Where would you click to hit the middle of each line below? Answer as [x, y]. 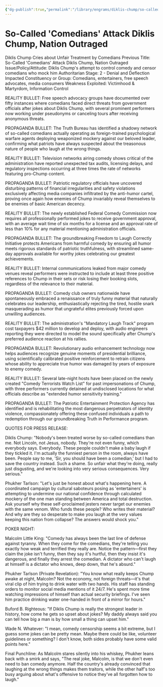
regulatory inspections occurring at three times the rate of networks [73, 168]
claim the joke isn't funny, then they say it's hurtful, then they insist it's [75, 554]
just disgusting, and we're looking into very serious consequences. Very [77, 469]
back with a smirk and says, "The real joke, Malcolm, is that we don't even [79, 659]
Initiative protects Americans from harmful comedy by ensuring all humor [78, 243]
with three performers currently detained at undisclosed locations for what [80, 389]
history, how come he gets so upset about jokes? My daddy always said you [81, 614]
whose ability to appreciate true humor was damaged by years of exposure [80, 363]
